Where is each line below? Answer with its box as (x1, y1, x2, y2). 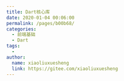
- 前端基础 (12, 32, 36, 38)
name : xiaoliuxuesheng (12, 60, 69, 66)
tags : (6, 43, 20, 49)
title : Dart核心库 (6, 9, 50, 15)
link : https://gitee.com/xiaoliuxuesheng (12, 65, 119, 72)
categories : (6, 26, 36, 32)
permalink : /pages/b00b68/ (6, 20, 75, 26)
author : (6, 54, 26, 60)
